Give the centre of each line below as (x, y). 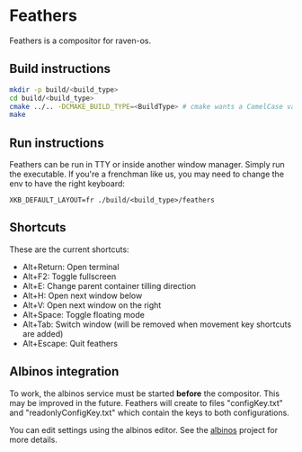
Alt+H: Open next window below (82, 295)
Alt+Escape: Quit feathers (70, 343)
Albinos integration (64, 371)
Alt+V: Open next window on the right (92, 305)
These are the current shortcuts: (69, 249)
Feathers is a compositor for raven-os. (80, 41)
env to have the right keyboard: (67, 184)
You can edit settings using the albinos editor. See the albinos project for (144, 429)
